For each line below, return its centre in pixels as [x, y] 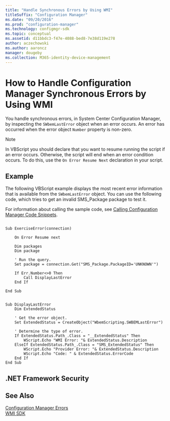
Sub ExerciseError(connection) [39, 229]
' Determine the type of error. [49, 332]
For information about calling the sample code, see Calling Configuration [82, 209]
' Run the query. [33, 260]
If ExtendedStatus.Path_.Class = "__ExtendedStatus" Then [77, 336]
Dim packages [28, 247]
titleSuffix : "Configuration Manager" [46, 15]
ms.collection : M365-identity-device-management [58, 57]
